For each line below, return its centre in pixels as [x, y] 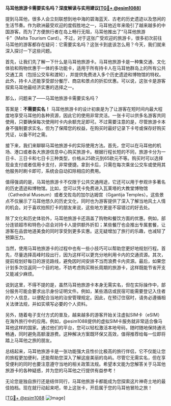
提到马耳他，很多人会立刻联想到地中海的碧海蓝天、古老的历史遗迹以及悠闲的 [85, 19]
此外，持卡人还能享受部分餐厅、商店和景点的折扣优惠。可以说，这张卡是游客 [85, 81]
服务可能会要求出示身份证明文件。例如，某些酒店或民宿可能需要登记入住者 [88, 291]
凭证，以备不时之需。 [27, 134]
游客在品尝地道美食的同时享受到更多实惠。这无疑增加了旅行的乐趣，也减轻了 [85, 231]
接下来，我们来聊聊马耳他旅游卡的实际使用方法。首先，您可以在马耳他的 [81, 145]
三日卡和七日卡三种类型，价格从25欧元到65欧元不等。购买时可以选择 [91, 158]
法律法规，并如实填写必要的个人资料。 [50, 304]
